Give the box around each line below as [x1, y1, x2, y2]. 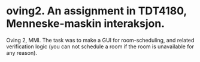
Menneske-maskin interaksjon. [6, 17, 165, 30]
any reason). [6, 49, 38, 56]
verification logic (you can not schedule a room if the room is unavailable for [6, 43, 195, 50]
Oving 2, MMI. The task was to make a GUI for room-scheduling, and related [6, 36, 195, 44]
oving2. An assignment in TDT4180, [6, 4, 187, 18]
